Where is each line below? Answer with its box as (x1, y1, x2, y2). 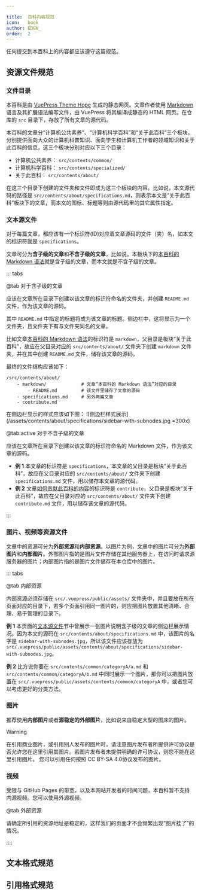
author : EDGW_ (6, 25, 42, 31)
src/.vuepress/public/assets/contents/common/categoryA (17, 678, 160, 685)
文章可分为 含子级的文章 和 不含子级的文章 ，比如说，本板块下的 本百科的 (6, 251, 179, 258)
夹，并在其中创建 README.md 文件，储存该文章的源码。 (6, 351, 139, 358)
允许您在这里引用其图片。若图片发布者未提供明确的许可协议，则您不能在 (11, 748, 190, 755)
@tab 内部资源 (6, 582, 42, 589)
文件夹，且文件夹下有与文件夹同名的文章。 (6, 322, 111, 330)
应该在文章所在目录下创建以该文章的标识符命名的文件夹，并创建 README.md (6, 295, 190, 302)
